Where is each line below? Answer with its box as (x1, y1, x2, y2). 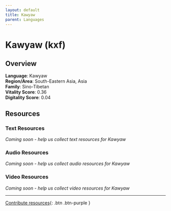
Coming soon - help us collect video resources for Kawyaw (5, 185, 130, 191)
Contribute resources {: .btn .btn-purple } (5, 200, 91, 206)
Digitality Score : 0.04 (5, 95, 51, 101)
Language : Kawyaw (5, 73, 47, 79)
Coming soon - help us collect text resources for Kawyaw (5, 136, 126, 143)
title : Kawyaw (5, 12, 36, 17)
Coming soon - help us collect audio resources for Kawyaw (5, 160, 130, 167)
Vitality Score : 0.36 (5, 89, 47, 95)
